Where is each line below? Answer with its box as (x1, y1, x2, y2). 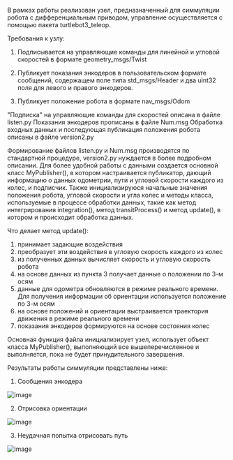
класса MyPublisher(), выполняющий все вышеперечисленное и (7, 343, 200, 351)
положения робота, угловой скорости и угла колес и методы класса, (7, 191, 214, 199)
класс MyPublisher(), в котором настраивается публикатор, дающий (7, 169, 211, 177)
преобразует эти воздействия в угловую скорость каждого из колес (17, 248, 223, 255)
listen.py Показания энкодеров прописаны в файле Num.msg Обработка (7, 118, 223, 126)
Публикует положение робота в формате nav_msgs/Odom (17, 97, 190, 105)
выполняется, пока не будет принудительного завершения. (7, 350, 185, 358)
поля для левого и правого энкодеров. (17, 84, 134, 91)
